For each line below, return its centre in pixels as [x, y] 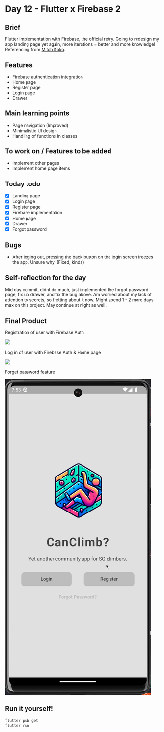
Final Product [26, 321]
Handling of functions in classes [45, 136]
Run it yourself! [29, 709]
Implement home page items [41, 168]
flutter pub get [22, 720]
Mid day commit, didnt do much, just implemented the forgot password [77, 290]
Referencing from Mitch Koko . [35, 50]
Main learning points [37, 114]
